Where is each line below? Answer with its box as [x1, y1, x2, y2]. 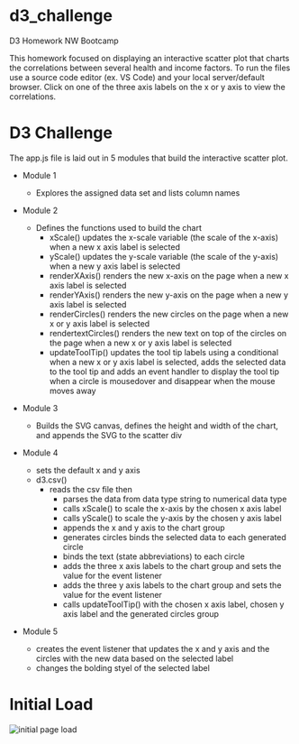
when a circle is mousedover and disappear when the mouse [49, 375, 276, 386]
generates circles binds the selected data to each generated [62, 531, 286, 542]
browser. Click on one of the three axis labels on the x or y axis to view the [9, 81, 285, 92]
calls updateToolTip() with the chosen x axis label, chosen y [62, 599, 285, 610]
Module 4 [22, 447, 59, 458]
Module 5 [22, 626, 59, 637]
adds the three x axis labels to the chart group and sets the [62, 560, 282, 571]
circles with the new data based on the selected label [35, 653, 234, 664]
